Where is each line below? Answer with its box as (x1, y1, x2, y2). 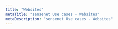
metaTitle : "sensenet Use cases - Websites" (5, 12, 100, 17)
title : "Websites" (5, 7, 44, 12)
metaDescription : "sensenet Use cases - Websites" (5, 16, 113, 21)
